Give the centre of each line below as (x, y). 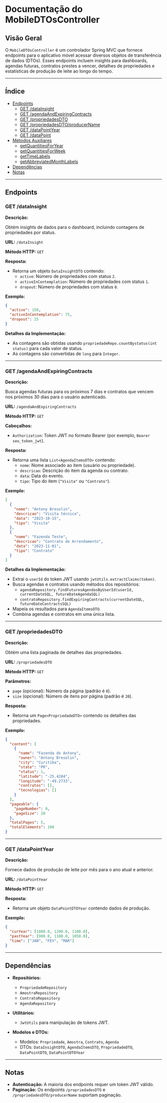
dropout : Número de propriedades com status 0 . (69, 286)
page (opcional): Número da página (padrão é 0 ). (62, 691)
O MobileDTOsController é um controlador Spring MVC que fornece (74, 50)
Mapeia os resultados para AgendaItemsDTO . (56, 609)
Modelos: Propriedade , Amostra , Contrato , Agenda (69, 1042)
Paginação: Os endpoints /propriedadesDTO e (59, 1090)
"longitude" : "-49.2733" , (45, 781)
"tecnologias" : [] (37, 790)
